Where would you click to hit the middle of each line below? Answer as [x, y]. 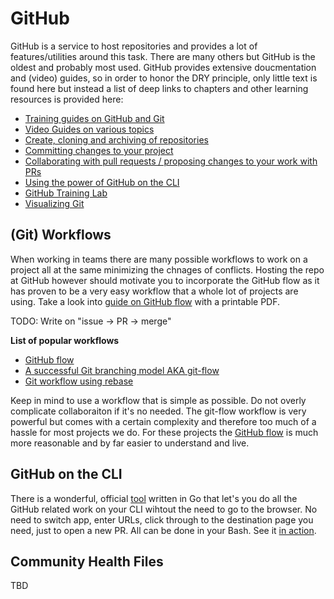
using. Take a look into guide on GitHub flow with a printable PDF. [145, 301]
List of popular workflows [65, 340]
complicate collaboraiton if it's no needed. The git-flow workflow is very [158, 411]
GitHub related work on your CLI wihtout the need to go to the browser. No [164, 509]
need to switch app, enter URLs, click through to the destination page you [162, 519]
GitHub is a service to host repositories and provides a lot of [134, 46]
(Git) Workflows [61, 235]
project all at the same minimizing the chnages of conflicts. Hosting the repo [167, 269]
